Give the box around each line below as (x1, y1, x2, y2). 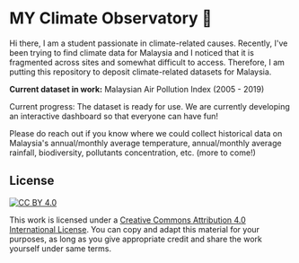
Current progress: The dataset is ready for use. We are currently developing (9, 101, 290, 111)
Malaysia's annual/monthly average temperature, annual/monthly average (9, 137, 282, 148)
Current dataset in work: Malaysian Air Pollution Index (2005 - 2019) (9, 83, 265, 94)
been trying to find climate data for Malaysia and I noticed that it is (9, 47, 254, 57)
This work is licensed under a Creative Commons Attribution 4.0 (9, 215, 247, 225)
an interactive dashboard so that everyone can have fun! (9, 110, 218, 121)
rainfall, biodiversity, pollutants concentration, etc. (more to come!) (9, 147, 256, 158)
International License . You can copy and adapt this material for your (9, 224, 260, 234)
